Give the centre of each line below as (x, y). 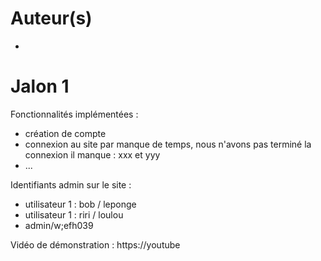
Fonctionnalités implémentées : (74, 114)
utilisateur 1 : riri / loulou (74, 214)
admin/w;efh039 (59, 225)
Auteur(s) (51, 18)
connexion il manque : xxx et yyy (92, 154)
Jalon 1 (40, 86)
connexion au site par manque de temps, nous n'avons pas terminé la (168, 144)
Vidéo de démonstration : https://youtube (95, 244)
